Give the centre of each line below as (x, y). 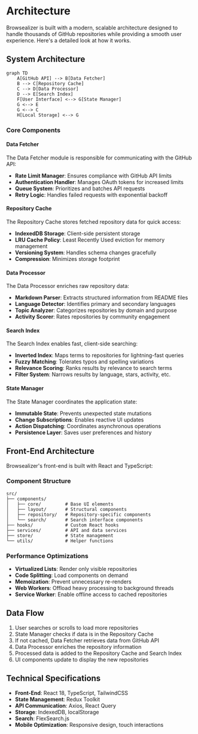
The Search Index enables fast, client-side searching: (72, 344)
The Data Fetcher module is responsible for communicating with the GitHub (99, 158)
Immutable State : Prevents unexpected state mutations (83, 413)
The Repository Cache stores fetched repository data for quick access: (94, 222)
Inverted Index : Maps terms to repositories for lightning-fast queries (99, 356)
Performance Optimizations (47, 556)
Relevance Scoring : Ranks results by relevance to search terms (93, 368)
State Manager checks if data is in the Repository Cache (84, 634)
